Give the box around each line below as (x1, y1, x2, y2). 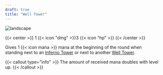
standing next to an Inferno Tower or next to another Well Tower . (5, 50, 136, 55)
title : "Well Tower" (5, 12, 48, 17)
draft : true (5, 7, 29, 12)
